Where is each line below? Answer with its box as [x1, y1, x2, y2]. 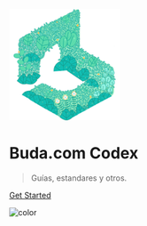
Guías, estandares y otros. [30, 173, 128, 183]
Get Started [9, 190, 51, 200]
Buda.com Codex [9, 143, 139, 164]
